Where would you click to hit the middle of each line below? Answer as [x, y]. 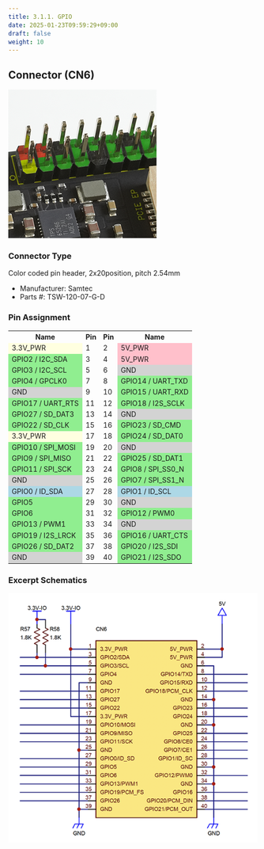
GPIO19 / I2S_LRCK [44, 535]
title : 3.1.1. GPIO [40, 17]
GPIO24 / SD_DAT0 [152, 436]
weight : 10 [26, 42]
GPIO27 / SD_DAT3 [43, 414]
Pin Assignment [40, 318]
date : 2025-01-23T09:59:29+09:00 [63, 25]
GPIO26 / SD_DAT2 [43, 546]
